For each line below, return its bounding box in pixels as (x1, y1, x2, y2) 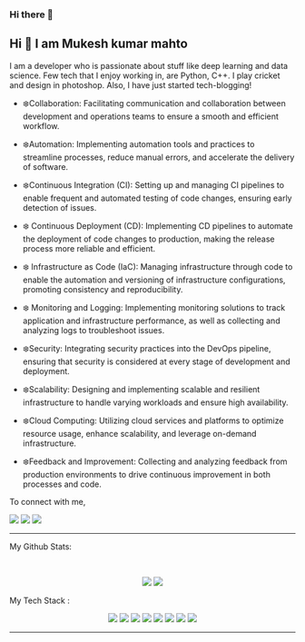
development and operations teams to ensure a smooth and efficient (22, 111, 280, 122)
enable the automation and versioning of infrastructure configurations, (22, 274, 286, 285)
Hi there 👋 (9, 8, 54, 21)
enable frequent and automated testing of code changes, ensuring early (22, 193, 292, 203)
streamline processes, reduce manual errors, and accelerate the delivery (22, 152, 295, 163)
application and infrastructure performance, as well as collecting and (22, 315, 280, 326)
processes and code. (22, 479, 103, 489)
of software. (22, 161, 69, 172)
